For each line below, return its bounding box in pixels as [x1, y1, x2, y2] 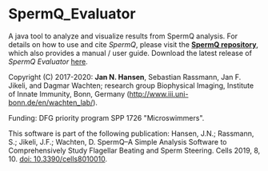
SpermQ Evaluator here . [8, 57, 88, 66]
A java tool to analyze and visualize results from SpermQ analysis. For [8, 31, 238, 41]
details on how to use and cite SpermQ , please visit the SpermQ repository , [8, 39, 258, 49]
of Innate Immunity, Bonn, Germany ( [8, 89, 130, 98]
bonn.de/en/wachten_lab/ [8, 97, 94, 107]
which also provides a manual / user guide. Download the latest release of [8, 48, 252, 58]
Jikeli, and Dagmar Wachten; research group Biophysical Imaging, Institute [8, 81, 254, 90]
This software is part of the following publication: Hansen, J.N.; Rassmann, [8, 129, 254, 138]
